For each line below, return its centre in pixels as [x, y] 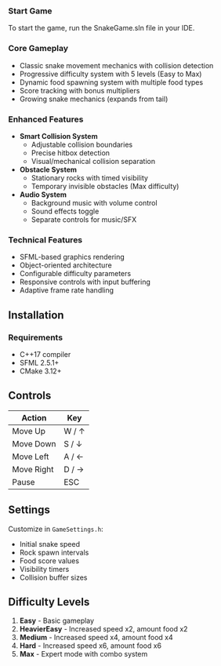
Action [34, 417]
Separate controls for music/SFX [84, 219]
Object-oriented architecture [65, 265]
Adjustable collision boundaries [82, 144]
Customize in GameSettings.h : [56, 529]
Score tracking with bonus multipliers [80, 90]
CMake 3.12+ [40, 371]
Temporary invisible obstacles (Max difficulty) [105, 186]
